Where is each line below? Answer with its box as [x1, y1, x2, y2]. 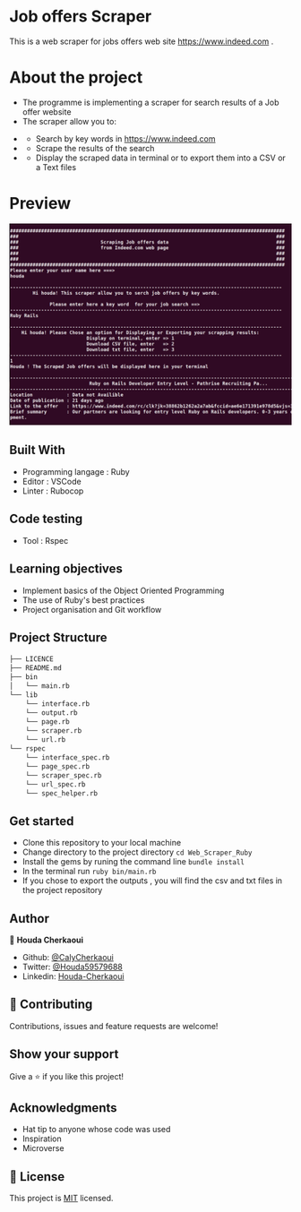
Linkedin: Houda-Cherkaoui [21, 970, 125, 982]
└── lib [9, 691, 39, 700]
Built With [9, 443, 65, 458]
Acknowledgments [9, 1100, 118, 1115]
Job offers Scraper [9, 6, 152, 27]
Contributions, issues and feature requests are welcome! [9, 1020, 219, 1031]
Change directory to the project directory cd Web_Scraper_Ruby [21, 847, 253, 857]
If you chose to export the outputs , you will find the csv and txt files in [21, 875, 283, 886]
